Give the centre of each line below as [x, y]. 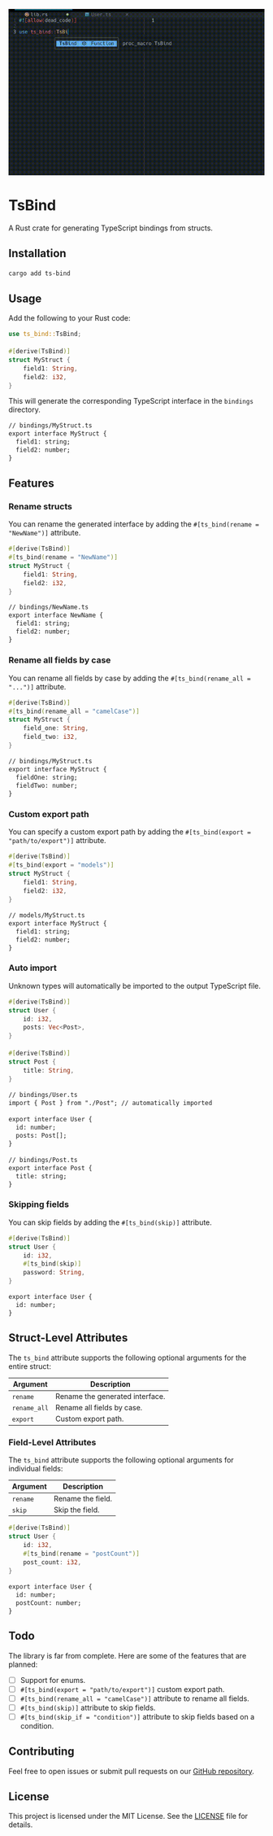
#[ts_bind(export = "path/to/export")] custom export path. [122, 1689]
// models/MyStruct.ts [47, 915]
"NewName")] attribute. [45, 533]
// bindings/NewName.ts [49, 607]
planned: [23, 1664]
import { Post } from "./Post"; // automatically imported [110, 1103]
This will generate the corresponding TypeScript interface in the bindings [131, 401]
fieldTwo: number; [47, 785]
